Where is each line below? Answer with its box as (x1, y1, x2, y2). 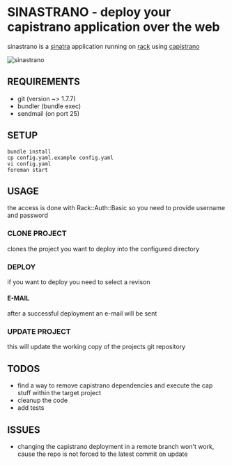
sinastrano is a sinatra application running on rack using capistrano (7, 42, 200, 50)
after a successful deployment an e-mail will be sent (7, 309, 157, 318)
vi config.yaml (7, 160, 52, 168)
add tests (17, 404, 45, 412)
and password (7, 211, 49, 220)
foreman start (7, 166, 49, 173)
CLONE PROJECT (7, 228, 68, 238)
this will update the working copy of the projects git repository (7, 343, 186, 351)
